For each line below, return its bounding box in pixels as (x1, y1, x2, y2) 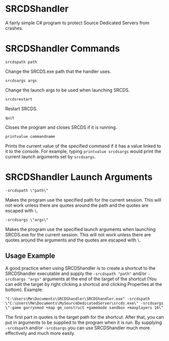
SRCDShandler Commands (5, 43, 120, 55)
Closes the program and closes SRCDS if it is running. (5, 124, 117, 130)
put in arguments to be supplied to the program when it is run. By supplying (5, 319, 162, 325)
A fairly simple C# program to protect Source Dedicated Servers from (5, 20, 150, 26)
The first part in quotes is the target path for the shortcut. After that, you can (5, 314, 164, 320)
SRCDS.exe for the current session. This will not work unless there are (5, 231, 151, 237)
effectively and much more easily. (5, 330, 76, 336)
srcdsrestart (5, 96, 33, 102)
